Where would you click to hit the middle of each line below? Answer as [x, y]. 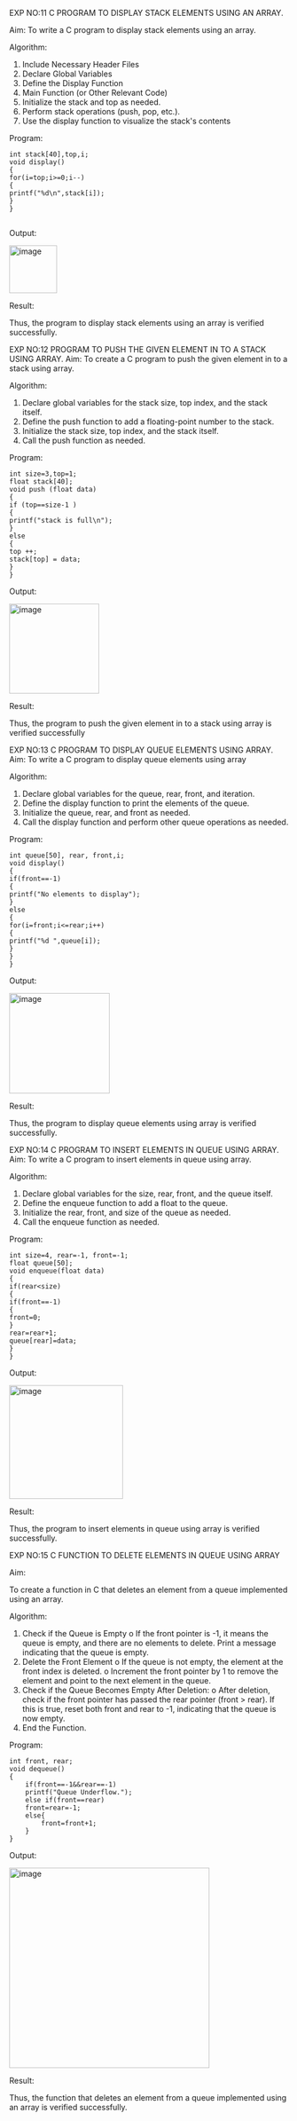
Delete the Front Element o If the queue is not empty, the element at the [152, 1662]
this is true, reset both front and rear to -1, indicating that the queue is [149, 1709]
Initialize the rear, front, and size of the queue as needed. [126, 1212]
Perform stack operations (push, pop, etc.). [101, 111]
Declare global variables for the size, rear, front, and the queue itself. [147, 1194]
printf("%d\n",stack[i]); [57, 193]
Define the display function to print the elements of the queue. [136, 803]
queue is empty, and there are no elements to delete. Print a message [149, 1643]
